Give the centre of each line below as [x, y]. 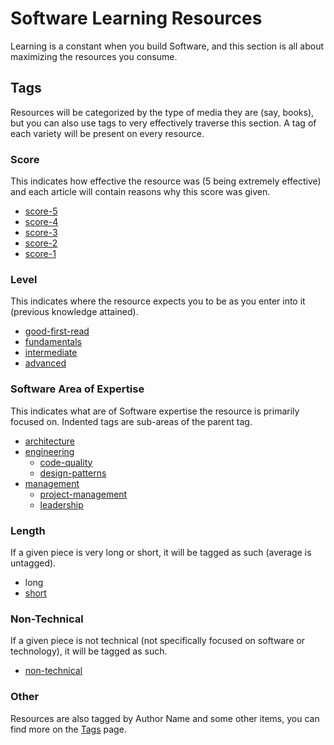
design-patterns [73, 473]
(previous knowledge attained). [74, 312]
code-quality [66, 462]
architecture [50, 441]
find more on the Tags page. [68, 729]
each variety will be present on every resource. [107, 133]
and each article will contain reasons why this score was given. [140, 192]
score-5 [41, 211]
